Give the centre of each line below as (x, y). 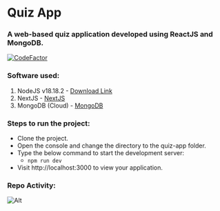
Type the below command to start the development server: (101, 153)
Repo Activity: (32, 185)
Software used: (33, 76)
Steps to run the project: (49, 123)
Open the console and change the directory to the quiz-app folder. (112, 145)
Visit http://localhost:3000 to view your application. (90, 168)
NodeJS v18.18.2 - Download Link (64, 90)
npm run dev (44, 161)
